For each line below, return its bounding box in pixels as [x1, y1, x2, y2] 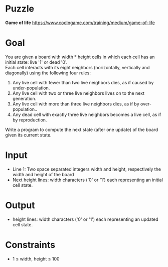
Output [5, 200, 35, 211]
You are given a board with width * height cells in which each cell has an [5, 54, 155, 60]
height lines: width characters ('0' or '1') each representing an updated [12, 216, 158, 222]
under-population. [12, 85, 50, 91]
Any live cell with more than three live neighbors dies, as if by [12, 101, 139, 107]
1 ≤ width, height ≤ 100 [12, 255, 60, 261]
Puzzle [5, 3, 34, 15]
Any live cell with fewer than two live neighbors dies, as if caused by [12, 79, 154, 85]
